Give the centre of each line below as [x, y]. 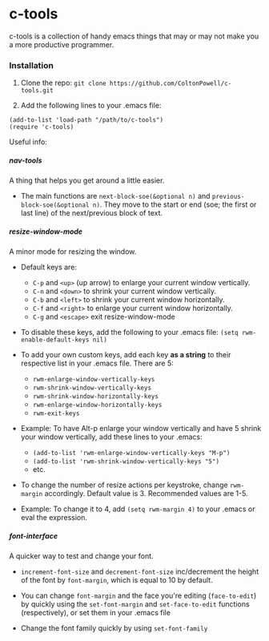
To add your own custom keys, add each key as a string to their [126, 355]
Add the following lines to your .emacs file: [91, 106]
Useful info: [28, 142]
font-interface [34, 536]
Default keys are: [48, 267]
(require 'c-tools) [42, 127]
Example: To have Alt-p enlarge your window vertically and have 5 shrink [141, 429]
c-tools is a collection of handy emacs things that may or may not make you [134, 36]
